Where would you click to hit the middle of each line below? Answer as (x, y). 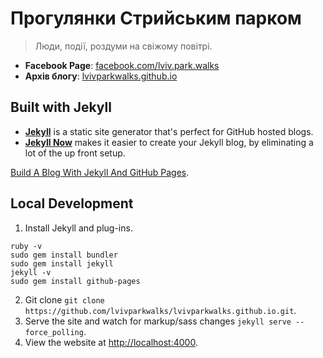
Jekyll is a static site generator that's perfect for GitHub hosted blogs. (169, 131)
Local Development (72, 203)
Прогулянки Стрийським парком (156, 18)
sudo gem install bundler (64, 255)
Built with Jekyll (61, 107)
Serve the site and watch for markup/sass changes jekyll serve (158, 321)
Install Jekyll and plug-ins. (78, 228)
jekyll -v (31, 272)
